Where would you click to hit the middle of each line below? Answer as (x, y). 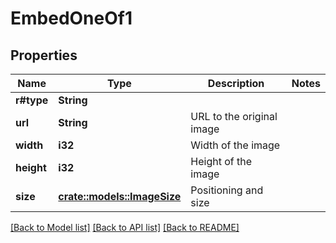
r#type (32, 100)
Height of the (221, 161)
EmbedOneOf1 (71, 18)
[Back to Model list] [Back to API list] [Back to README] (125, 227)
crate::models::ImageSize (120, 196)
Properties (44, 55)
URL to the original (234, 116)
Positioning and (227, 190)
